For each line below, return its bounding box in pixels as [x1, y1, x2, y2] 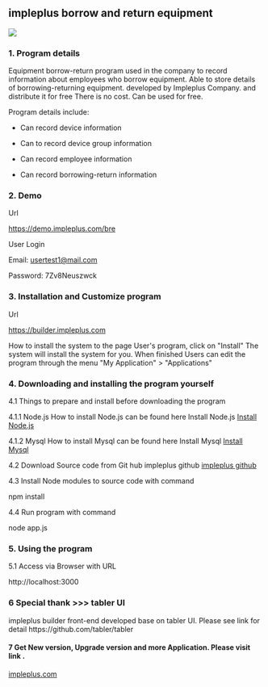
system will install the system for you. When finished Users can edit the [8, 349, 246, 358]
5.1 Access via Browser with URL [8, 561, 117, 572]
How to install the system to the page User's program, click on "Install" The [8, 341, 259, 350]
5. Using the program [8, 542, 93, 554]
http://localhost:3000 [8, 577, 79, 587]
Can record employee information [19, 154, 132, 164]
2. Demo [8, 190, 42, 201]
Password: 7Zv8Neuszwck [8, 270, 98, 281]
